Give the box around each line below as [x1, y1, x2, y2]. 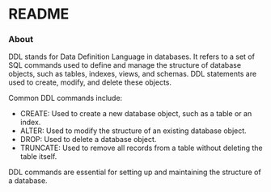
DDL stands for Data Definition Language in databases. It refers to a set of [8, 52, 255, 61]
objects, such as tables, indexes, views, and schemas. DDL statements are [8, 69, 257, 79]
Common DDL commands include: [8, 94, 123, 103]
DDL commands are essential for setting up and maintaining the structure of [8, 167, 261, 177]
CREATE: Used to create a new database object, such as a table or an [19, 109, 252, 119]
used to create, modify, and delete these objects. [8, 77, 172, 87]
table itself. [19, 152, 57, 161]
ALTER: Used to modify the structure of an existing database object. [19, 126, 247, 136]
